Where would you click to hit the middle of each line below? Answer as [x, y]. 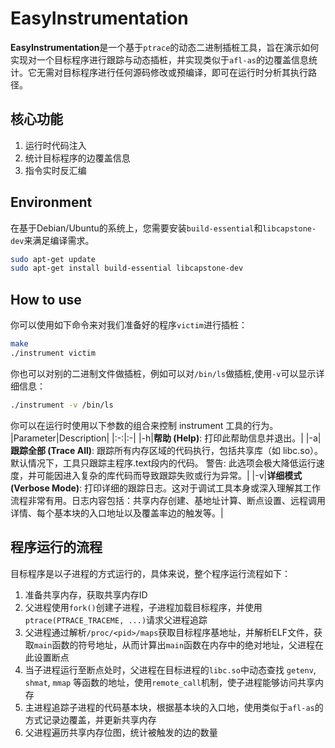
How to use [46, 299]
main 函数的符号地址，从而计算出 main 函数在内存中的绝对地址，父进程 [174, 644]
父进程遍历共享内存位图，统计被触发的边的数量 [121, 732]
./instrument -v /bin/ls [62, 405]
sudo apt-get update [53, 259]
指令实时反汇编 [55, 170]
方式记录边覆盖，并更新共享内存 [90, 719]
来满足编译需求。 [59, 240]
